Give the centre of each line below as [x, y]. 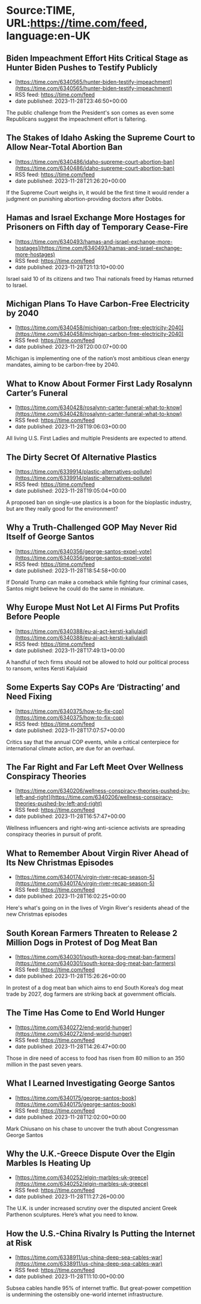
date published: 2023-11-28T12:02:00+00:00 [70, 1117]
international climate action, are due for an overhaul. [71, 748]
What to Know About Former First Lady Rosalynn [99, 384]
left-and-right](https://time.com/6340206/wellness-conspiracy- [94, 797]
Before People [33, 617]
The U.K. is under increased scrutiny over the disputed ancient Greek [92, 1208]
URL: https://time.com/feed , [77, 23]
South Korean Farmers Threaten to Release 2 [92, 933]
